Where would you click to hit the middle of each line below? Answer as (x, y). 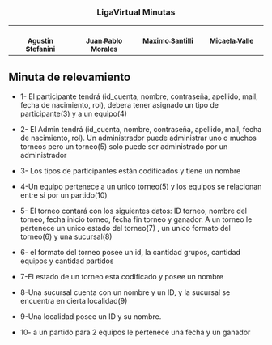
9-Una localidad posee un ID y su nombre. (91, 317)
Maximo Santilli (168, 41)
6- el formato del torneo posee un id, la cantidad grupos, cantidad (130, 253)
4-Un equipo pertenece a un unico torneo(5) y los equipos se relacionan (141, 187)
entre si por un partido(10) (64, 195)
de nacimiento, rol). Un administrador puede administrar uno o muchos (138, 138)
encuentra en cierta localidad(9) (74, 301)
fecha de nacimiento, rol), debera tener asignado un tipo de (119, 105)
